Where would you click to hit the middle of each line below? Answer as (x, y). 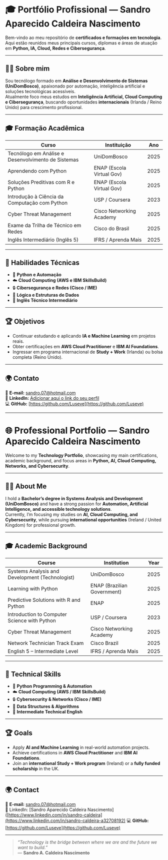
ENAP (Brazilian (109, 585)
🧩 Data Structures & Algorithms (45, 706)
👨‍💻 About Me (26, 487)
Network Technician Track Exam (46, 643)
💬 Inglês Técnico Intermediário (45, 300)
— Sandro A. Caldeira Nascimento (53, 853)
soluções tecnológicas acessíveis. (40, 91)
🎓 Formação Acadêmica (45, 128)
